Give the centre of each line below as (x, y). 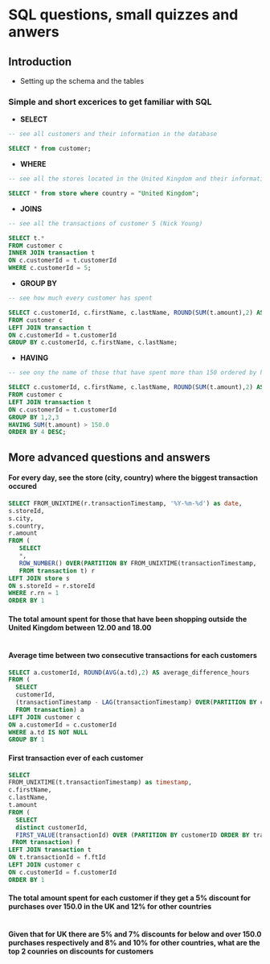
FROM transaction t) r (57, 571)
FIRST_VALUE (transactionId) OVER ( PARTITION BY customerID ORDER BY (133, 835)
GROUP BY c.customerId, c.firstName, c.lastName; (93, 343)
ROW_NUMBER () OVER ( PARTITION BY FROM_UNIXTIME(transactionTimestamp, (138, 563)
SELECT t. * (27, 238)
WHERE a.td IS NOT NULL (48, 732)
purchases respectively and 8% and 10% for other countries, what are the (134, 943)
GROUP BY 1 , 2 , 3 (34, 417)
